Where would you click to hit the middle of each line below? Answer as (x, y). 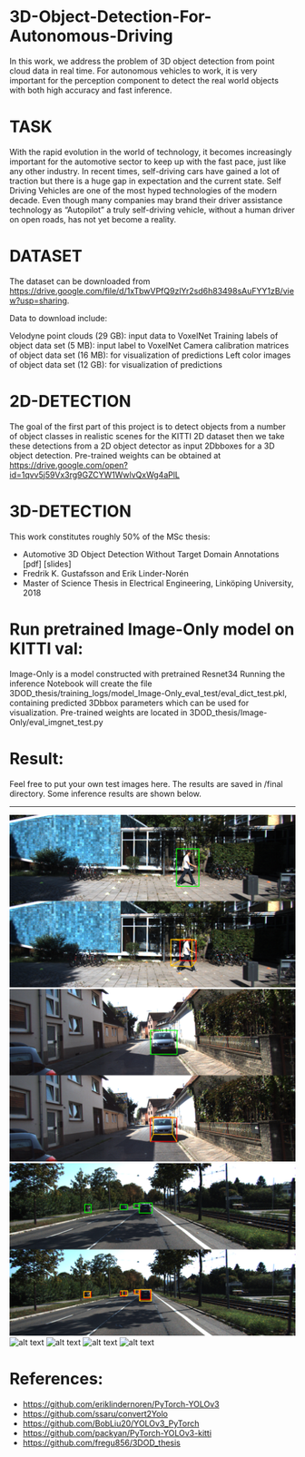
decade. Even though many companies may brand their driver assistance (146, 200)
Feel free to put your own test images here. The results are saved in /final (146, 783)
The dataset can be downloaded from (80, 281)
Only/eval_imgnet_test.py (56, 722)
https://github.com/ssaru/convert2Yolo (95, 1414)
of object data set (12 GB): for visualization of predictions (116, 364)
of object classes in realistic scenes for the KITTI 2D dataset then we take (147, 436)
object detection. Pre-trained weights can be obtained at (115, 455)
